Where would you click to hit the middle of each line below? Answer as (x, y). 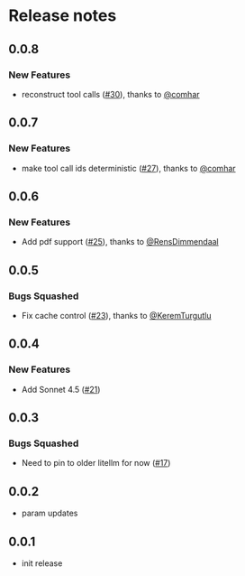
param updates (50, 513)
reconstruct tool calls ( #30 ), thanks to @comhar (110, 94)
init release (42, 563)
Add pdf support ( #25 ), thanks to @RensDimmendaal (120, 242)
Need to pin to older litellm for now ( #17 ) (96, 463)
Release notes (63, 16)
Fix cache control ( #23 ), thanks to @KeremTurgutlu (116, 315)
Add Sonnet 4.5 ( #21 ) (61, 389)
